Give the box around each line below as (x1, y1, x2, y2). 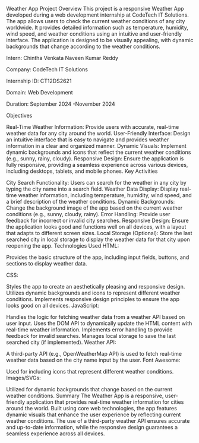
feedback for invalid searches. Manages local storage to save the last (6, 333, 176, 339)
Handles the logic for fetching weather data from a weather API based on (6, 314, 185, 320)
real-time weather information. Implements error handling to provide (6, 326, 173, 333)
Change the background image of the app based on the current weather (6, 204, 183, 211)
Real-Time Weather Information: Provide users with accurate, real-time (6, 124, 179, 130)
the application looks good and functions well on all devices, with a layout (6, 223, 187, 230)
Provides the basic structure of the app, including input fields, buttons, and (6, 254, 189, 261)
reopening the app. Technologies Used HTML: (6, 242, 119, 249)
